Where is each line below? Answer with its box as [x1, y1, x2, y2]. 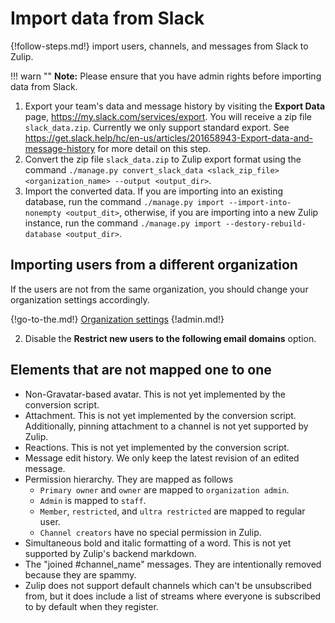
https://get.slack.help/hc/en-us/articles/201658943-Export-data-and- [24, 132, 314, 144]
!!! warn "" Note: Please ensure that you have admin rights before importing [10, 70, 322, 82]
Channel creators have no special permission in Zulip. [39, 526, 262, 538]
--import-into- [228, 197, 292, 207]
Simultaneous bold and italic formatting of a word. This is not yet [24, 537, 292, 549]
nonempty [24, 208, 62, 218]
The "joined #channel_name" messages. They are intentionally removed [24, 558, 322, 570]
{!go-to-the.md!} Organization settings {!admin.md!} [10, 313, 225, 325]
